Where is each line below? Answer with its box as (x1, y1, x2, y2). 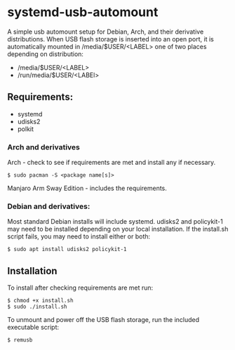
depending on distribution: (7, 50, 84, 58)
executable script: (7, 323, 60, 332)
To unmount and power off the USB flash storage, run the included (7, 316, 200, 324)
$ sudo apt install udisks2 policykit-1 (7, 246, 128, 253)
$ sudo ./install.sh (7, 303, 68, 311)
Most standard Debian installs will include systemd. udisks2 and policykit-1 (7, 217, 223, 226)
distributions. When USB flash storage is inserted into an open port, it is (7, 34, 214, 43)
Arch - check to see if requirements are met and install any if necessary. (7, 159, 216, 167)
